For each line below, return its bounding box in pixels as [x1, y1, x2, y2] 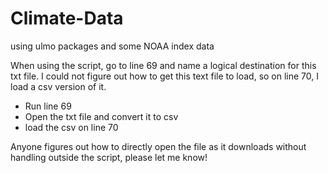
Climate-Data [10, 7, 124, 30]
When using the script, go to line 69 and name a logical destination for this [10, 59, 317, 71]
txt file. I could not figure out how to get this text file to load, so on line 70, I [10, 70, 320, 82]
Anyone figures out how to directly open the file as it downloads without [10, 140, 307, 152]
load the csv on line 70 [24, 121, 119, 133]
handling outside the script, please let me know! [10, 151, 208, 163]
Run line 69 [24, 100, 72, 112]
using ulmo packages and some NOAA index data [10, 40, 215, 52]
